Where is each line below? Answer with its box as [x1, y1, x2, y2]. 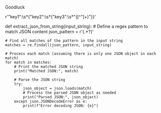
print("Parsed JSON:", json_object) [23, 95, 99, 100]
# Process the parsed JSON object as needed [23, 90, 116, 95]
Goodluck [5, 4, 25, 10]
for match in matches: [5, 60, 52, 65]
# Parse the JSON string [14, 77, 65, 82]
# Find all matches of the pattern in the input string [5, 38, 123, 43]
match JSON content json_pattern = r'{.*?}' [5, 29, 94, 34]
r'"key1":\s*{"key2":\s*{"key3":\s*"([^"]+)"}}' [5, 14, 96, 19]
